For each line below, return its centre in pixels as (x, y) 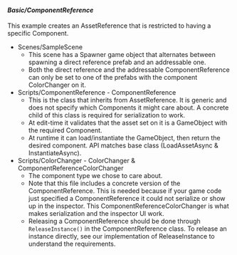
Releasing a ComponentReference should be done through (114, 222)
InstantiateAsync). (55, 153)
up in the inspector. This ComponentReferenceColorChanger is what (128, 206)
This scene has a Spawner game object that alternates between (122, 55)
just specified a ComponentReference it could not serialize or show (127, 199)
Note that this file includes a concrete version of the (104, 183)
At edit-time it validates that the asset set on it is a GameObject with (128, 123)
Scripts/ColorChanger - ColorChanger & (76, 161)
